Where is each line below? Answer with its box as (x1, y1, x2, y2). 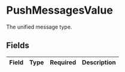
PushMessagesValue (6, 4, 114, 17)
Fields (6, 40, 30, 51)
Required (50, 58, 77, 66)
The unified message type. (6, 23, 72, 30)
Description (81, 58, 117, 66)
